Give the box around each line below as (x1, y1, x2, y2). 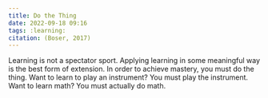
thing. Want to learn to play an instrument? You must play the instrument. (8, 73, 249, 82)
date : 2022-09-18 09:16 (8, 19, 88, 27)
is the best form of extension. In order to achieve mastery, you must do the (8, 65, 254, 74)
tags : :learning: (8, 26, 66, 34)
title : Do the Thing (8, 11, 78, 20)
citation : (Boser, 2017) (8, 33, 91, 42)
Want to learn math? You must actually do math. (8, 81, 166, 91)
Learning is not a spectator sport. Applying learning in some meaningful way (8, 56, 261, 65)
